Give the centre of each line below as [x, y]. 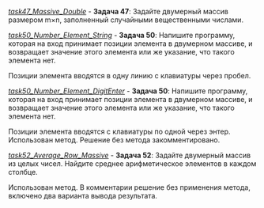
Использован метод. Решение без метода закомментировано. [114, 140]
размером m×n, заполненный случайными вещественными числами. [126, 20]
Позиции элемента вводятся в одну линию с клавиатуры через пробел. [130, 76]
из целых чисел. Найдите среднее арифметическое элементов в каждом [132, 164]
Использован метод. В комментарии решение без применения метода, [129, 187]
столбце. [23, 172]
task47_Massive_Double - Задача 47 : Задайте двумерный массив [119, 11]
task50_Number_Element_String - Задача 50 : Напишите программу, [122, 35]
